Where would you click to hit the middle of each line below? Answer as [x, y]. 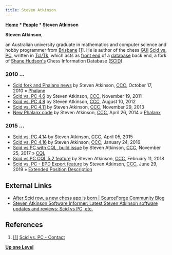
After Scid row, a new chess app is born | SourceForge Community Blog [89, 198]
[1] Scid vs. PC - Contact [39, 237]
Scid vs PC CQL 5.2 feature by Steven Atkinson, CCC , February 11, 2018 [88, 159]
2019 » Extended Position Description [52, 169]
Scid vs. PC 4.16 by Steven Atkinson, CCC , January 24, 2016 [77, 142]
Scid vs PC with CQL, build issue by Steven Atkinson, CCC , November [87, 148]
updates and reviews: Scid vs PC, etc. [53, 209]
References [24, 225]
